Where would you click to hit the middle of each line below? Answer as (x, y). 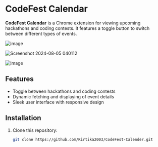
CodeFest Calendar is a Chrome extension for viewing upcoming (73, 23)
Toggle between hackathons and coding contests (64, 91)
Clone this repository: (35, 130)
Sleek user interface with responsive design (58, 102)
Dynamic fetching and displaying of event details (63, 96)
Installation (23, 118)
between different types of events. (41, 33)
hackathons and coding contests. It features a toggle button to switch (77, 28)
